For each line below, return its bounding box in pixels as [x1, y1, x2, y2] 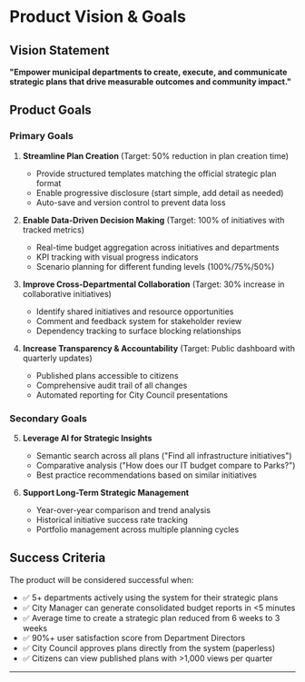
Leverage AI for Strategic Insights [22, 432, 152, 443]
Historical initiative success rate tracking [35, 514, 189, 525]
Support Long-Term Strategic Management [22, 487, 189, 498]
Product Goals [9, 103, 93, 118]
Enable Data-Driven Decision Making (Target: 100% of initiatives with [22, 214, 285, 225]
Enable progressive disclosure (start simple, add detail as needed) [35, 187, 284, 198]
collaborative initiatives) [22, 288, 112, 299]
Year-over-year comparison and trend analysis [35, 504, 212, 515]
